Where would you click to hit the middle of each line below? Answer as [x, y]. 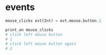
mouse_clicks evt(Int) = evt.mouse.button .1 [53, 21]
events [20, 7]
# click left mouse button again [41, 44]
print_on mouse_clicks [29, 30]
